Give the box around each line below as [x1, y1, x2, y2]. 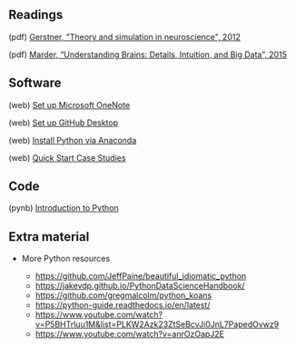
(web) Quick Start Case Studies [8, 152, 126, 163]
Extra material [8, 229, 90, 244]
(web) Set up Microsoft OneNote [8, 99, 131, 110]
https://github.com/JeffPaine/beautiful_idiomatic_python [35, 271, 247, 282]
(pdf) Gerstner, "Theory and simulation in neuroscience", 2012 [8, 31, 242, 42]
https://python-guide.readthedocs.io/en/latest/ [35, 300, 211, 311]
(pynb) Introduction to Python [8, 203, 119, 214]
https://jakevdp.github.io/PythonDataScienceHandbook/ [35, 281, 246, 292]
